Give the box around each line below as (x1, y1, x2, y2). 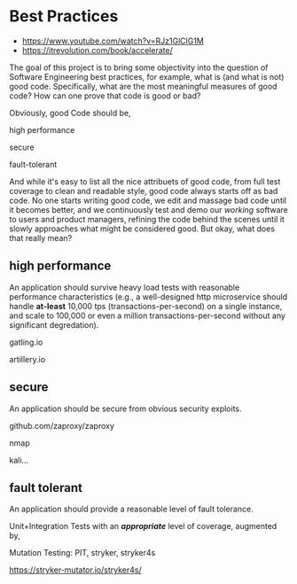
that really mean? (9, 232, 73, 243)
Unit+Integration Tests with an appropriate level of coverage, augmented (9, 521, 277, 532)
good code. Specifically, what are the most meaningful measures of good (9, 81, 277, 91)
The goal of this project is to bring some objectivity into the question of (9, 62, 269, 73)
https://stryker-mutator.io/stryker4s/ (9, 565, 142, 575)
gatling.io (9, 337, 43, 347)
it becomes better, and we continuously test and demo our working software (9, 204, 288, 214)
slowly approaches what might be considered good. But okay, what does (9, 223, 276, 234)
